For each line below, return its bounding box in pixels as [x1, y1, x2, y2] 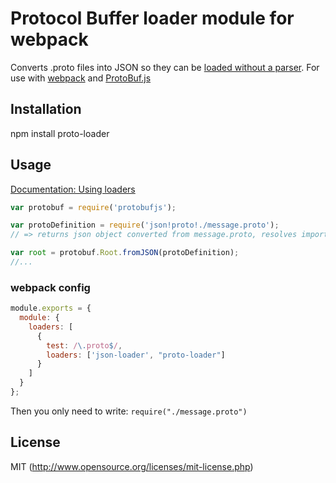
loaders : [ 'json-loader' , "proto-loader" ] [46, 350, 226, 360]
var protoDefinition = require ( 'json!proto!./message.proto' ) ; [10, 220, 280, 231]
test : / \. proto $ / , [46, 340, 123, 351]
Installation [10, 101, 82, 118]
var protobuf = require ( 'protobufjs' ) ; [10, 202, 177, 212]
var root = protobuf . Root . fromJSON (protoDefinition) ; [10, 248, 240, 258]
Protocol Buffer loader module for [10, 7, 295, 30]
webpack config [10, 280, 91, 294]
